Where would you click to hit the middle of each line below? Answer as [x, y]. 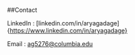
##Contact [22, 10]
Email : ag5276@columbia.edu [50, 44]
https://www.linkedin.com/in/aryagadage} [69, 31]
